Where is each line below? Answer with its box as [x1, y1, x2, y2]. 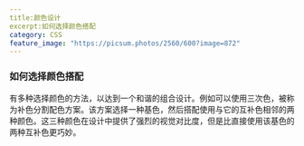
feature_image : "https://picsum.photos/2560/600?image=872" [9, 38, 242, 48]
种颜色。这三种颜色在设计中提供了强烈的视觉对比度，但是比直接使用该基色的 [9, 115, 295, 126]
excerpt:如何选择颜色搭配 [9, 22, 97, 31]
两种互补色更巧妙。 [9, 126, 81, 137]
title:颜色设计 [9, 13, 62, 23]
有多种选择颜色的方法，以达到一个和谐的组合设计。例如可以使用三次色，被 [9, 92, 287, 103]
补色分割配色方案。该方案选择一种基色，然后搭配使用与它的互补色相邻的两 [16, 103, 295, 114]
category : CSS [9, 30, 63, 39]
